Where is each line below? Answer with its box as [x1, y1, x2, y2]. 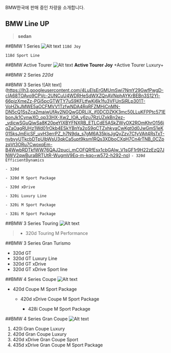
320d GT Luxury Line [12, 255, 58, 262]
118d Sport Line [5, 53, 40, 58]
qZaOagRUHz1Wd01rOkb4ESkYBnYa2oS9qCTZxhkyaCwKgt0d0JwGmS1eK [5, 125, 164, 131]
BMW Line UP [5, 19, 50, 28]
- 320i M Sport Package [5, 202, 56, 207]
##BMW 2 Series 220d [5, 72, 54, 78]
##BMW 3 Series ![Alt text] [5, 81, 62, 88]
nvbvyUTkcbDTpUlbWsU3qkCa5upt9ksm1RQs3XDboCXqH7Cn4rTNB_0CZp [5, 136, 164, 142]
